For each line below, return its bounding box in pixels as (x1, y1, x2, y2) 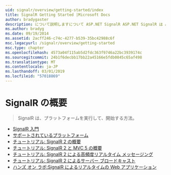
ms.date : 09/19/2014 (5, 31, 49, 36)
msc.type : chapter (5, 45, 44, 50)
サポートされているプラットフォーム (12, 132, 89, 138)
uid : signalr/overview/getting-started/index (5, 7, 103, 13)
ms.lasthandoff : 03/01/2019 (5, 69, 65, 74)
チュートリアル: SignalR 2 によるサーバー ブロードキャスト (12, 157, 136, 163)
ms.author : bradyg (5, 26, 44, 32)
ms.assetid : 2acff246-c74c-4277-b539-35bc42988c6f (5, 36, 115, 41)
